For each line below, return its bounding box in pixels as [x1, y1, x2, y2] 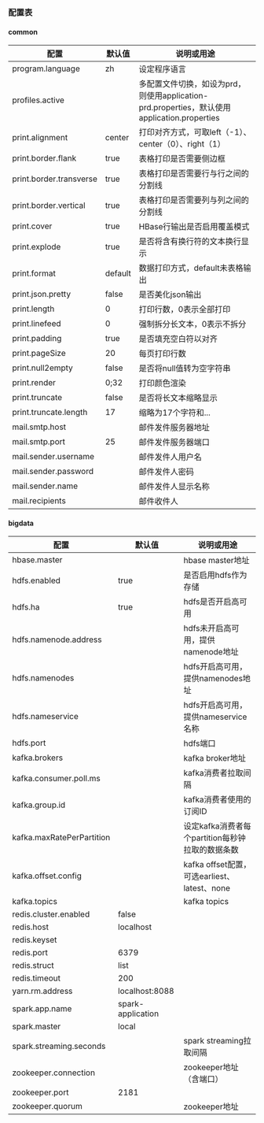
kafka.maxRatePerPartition [12, 832, 111, 843]
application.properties [138, 113, 220, 124]
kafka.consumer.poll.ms [12, 773, 101, 784]
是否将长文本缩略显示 [138, 392, 218, 403]
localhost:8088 [117, 986, 174, 997]
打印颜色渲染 [138, 378, 186, 389]
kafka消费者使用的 [183, 794, 251, 805]
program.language [12, 63, 80, 74]
